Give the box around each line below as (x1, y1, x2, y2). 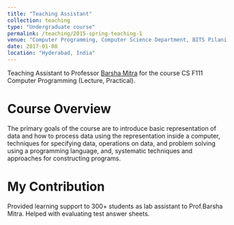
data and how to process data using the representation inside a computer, (7, 131, 221, 140)
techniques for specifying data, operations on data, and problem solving (7, 139, 216, 148)
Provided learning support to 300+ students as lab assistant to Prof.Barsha (7, 202, 223, 210)
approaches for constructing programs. (7, 154, 121, 162)
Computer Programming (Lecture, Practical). (7, 76, 136, 84)
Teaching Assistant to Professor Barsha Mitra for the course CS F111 (7, 68, 203, 77)
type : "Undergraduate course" (7, 23, 96, 30)
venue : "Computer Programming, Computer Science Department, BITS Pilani (7, 37, 228, 44)
